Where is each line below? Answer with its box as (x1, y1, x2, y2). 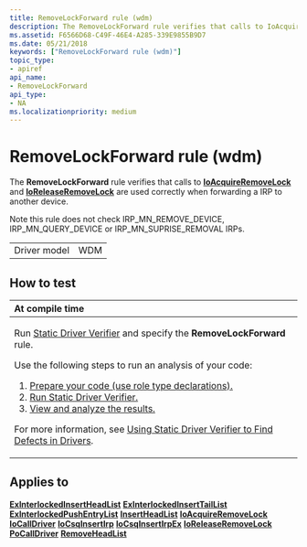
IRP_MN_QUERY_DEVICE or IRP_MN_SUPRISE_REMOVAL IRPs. (9, 223, 245, 234)
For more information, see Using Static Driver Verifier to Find (14, 423, 273, 435)
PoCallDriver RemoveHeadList (9, 528, 127, 539)
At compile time (14, 303, 85, 315)
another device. (9, 196, 69, 207)
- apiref (9, 65, 43, 74)
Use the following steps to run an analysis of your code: (14, 359, 253, 371)
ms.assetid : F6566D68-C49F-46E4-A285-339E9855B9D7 (9, 30, 206, 39)
